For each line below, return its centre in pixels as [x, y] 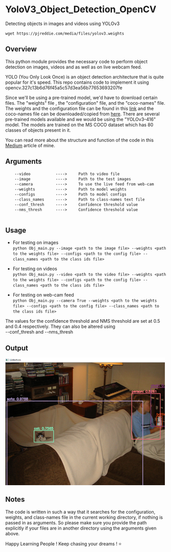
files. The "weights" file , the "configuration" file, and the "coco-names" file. [85, 103]
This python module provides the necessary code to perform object [77, 61]
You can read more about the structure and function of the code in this [80, 140]
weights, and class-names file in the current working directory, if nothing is [84, 517]
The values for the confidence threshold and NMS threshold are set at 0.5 [83, 321]
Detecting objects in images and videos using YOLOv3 [63, 23]
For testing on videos [35, 269]
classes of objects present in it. [38, 130]
